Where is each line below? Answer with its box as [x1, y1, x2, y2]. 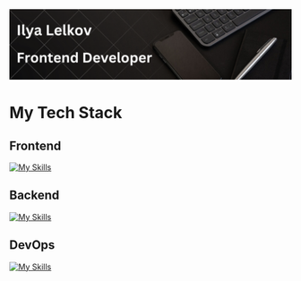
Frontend [9, 138, 62, 153]
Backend [9, 188, 60, 203]
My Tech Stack [9, 103, 123, 123]
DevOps [9, 237, 56, 253]
